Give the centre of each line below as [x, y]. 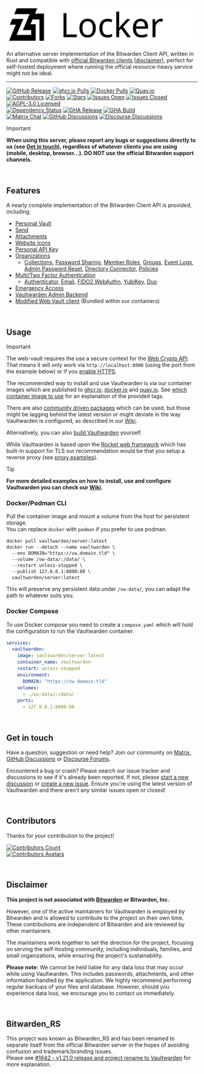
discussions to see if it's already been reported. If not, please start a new [98, 777]
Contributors [31, 821]
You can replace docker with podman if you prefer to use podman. [87, 529]
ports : [25, 701]
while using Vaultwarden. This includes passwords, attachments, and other [100, 974]
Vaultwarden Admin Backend [51, 295]
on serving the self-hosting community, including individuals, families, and [99, 949]
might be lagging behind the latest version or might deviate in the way [93, 414]
